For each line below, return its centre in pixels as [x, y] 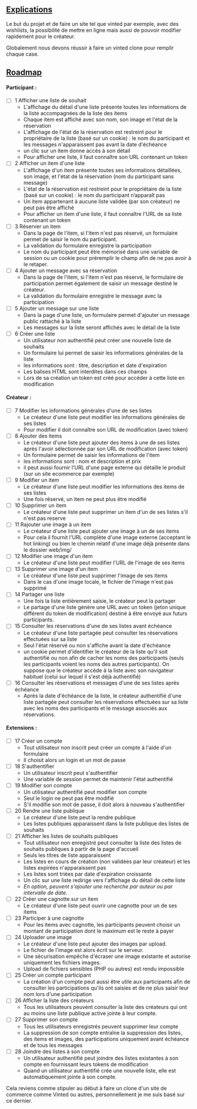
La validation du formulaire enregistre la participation [87, 245]
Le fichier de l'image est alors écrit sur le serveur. [84, 950]
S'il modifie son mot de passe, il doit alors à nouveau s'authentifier [104, 804]
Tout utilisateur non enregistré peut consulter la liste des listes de [102, 843]
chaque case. [23, 54]
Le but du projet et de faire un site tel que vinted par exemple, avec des [93, 24]
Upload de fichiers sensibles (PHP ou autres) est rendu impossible [104, 969]
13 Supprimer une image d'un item [56, 569]
